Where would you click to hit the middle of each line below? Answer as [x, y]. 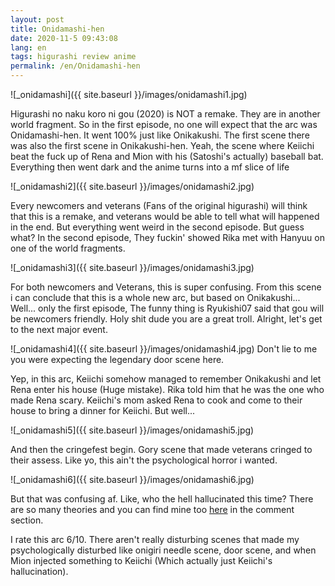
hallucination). [39, 571]
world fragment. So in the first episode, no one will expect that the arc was [164, 124]
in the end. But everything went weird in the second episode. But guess [157, 227]
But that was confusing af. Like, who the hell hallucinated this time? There [162, 499]
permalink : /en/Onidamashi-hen [75, 66]
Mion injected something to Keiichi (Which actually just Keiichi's [141, 560]
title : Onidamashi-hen [57, 29]
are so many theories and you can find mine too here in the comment [152, 509]
